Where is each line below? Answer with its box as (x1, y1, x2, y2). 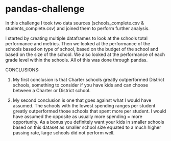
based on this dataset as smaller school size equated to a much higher (12, 124, 161, 130)
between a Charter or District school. (12, 87, 91, 93)
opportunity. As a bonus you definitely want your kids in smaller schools (12, 119, 164, 125)
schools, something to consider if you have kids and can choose (12, 82, 149, 88)
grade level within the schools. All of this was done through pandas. (5, 57, 148, 63)
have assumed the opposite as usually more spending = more (12, 113, 143, 120)
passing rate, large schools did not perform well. (12, 129, 115, 135)
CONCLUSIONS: (5, 67, 40, 73)
